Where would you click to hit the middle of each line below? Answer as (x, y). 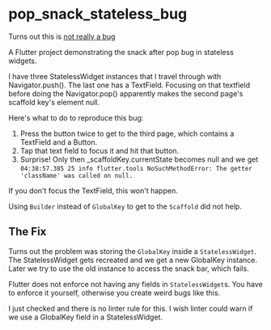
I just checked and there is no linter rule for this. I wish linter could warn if (131, 308)
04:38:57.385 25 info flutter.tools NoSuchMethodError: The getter (136, 168)
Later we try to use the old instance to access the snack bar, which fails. (129, 269)
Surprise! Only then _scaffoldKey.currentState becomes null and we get (139, 159)
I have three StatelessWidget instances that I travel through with (115, 76)
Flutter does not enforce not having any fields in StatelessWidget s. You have (135, 284)
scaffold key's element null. (54, 102)
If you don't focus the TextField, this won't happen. (93, 190)
